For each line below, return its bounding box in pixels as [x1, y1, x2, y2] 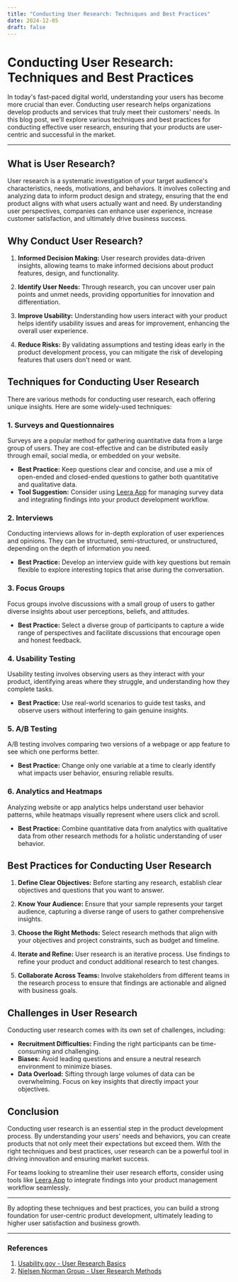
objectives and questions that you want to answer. [17, 886, 165, 895]
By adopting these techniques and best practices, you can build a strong [7, 1203, 220, 1212]
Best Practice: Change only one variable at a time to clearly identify [17, 761, 216, 770]
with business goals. [17, 987, 78, 995]
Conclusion [7, 1105, 59, 1117]
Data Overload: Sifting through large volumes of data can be [17, 1070, 195, 1078]
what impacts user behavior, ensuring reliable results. [17, 768, 174, 778]
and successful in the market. [29, 131, 116, 139]
